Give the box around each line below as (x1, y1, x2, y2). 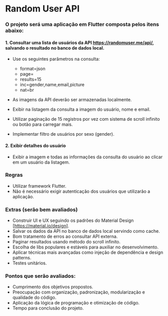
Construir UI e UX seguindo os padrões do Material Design (12, 217, 134, 223)
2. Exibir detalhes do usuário (5, 142, 66, 148)
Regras (5, 171, 23, 178)
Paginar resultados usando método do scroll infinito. (12, 239, 121, 245)
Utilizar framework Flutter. (12, 183, 67, 189)
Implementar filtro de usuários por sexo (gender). (12, 131, 114, 137)
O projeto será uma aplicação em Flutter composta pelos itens (5, 21, 159, 28)
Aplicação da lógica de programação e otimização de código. (12, 300, 140, 306)
